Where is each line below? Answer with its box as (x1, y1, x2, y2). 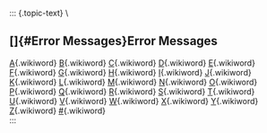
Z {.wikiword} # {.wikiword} (9, 105, 106, 116)
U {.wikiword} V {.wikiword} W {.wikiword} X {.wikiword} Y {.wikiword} (9, 95, 259, 106)
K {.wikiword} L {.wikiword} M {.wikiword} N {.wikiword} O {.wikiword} (9, 76, 258, 87)
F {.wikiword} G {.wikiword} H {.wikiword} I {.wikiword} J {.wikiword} (9, 66, 253, 77)
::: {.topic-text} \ (9, 8, 69, 18)
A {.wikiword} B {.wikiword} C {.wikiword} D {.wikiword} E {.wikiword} (9, 58, 255, 68)
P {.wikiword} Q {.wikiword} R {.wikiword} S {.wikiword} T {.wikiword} (9, 85, 255, 97)
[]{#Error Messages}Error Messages (9, 33, 218, 49)
